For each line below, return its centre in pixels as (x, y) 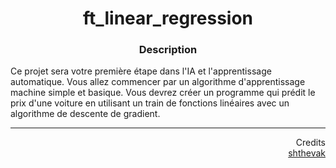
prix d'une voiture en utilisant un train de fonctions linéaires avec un (150, 103)
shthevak (307, 153)
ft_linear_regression (168, 18)
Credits (310, 143)
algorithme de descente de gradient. (85, 114)
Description (168, 50)
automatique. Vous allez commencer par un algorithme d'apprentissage (158, 82)
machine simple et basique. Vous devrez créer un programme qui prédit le (163, 93)
